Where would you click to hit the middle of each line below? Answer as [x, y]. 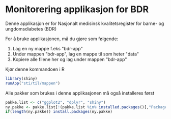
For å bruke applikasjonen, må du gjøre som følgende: [62, 39]
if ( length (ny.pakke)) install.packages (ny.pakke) [59, 112]
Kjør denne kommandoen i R [35, 69]
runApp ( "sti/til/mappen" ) [33, 83]
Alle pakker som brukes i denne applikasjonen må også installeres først [80, 93]
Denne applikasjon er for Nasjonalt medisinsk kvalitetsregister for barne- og [85, 23]
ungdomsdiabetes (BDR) [31, 28]
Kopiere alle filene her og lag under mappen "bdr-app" [70, 59]
